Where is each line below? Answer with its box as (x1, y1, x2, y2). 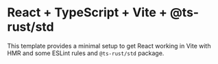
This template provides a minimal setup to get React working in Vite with (7, 42, 211, 50)
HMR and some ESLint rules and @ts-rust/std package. (7, 49, 165, 57)
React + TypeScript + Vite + (7, 5, 168, 20)
